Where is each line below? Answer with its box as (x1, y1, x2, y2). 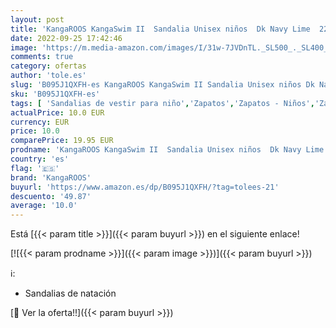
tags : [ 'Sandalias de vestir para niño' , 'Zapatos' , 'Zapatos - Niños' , (10, 98, 315, 108)
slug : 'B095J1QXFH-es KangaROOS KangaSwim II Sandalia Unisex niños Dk (10, 80, 315, 90)
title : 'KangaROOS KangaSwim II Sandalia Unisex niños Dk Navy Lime (10, 24, 311, 34)
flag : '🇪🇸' (10, 163, 60, 173)
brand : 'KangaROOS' (10, 172, 92, 183)
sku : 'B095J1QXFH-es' (10, 89, 101, 99)
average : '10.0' (10, 201, 78, 211)
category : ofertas (10, 61, 87, 71)
